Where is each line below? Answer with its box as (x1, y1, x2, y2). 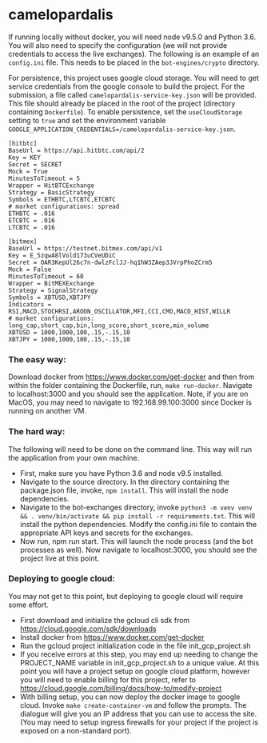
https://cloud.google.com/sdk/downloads (19, 624, 157, 633)
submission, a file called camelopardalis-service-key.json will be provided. (8, 90, 257, 99)
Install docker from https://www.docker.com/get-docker (19, 632, 205, 641)
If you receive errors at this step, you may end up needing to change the (19, 649, 258, 659)
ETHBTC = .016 (8, 210, 56, 218)
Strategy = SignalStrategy (8, 286, 98, 294)
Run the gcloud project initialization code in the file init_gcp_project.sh (19, 641, 251, 650)
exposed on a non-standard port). (19, 725, 132, 735)
